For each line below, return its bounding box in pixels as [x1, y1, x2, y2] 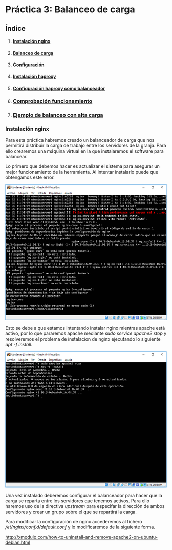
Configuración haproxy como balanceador [12, 85, 105, 91]
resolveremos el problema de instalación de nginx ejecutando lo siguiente [5, 336, 161, 342]
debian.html [5, 539, 31, 545]
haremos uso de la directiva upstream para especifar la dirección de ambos [5, 503, 165, 509]
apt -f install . [5, 342, 33, 348]
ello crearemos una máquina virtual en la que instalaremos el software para [5, 147, 164, 154]
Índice [5, 24, 26, 33]
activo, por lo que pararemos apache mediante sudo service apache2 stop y [5, 330, 167, 336]
